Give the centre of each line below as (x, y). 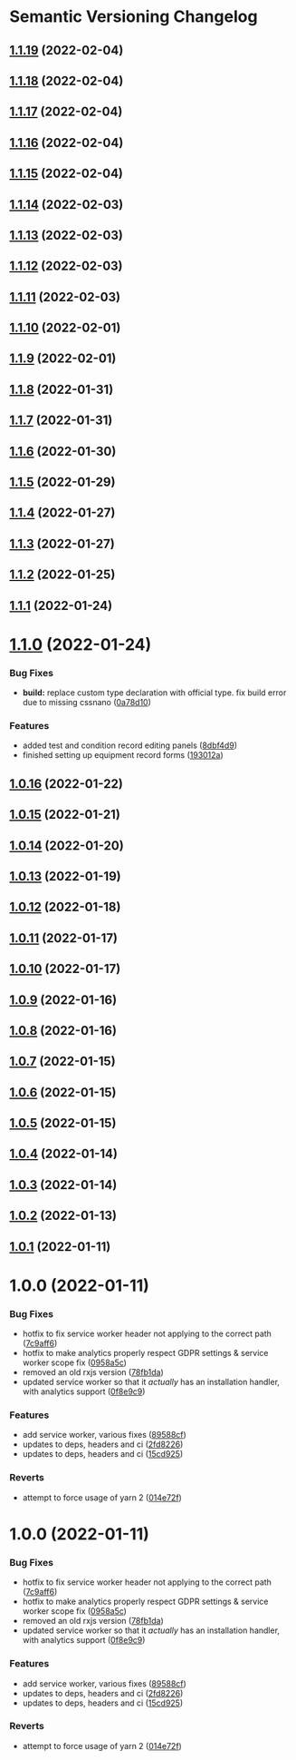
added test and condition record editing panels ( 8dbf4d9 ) (130, 745)
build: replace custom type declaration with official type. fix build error (154, 693)
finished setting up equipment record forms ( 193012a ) (123, 755)
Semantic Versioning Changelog (134, 17)
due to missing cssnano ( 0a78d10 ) (87, 703)
